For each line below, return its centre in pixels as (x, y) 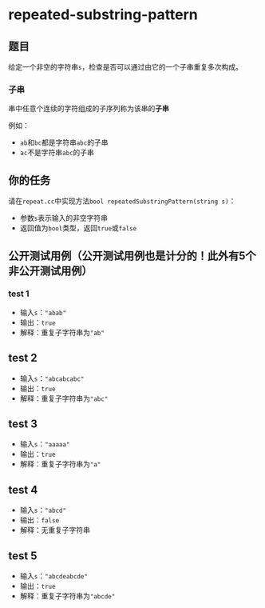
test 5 (23, 556)
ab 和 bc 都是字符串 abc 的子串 (64, 142)
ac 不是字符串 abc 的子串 (57, 153)
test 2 (23, 358)
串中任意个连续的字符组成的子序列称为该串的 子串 (89, 109)
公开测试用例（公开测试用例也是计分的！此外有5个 (132, 256)
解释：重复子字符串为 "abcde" (67, 596)
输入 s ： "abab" (43, 312)
